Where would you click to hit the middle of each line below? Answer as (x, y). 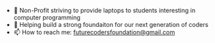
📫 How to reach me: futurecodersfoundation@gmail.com (94, 32)
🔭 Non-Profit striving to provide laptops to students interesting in (104, 10)
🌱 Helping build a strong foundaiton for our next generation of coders (111, 25)
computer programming (47, 17)
